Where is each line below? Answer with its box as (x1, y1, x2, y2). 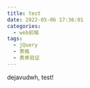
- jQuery (13, 42, 38, 48)
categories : (7, 23, 41, 29)
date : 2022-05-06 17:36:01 (7, 16, 84, 23)
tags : (7, 35, 22, 42)
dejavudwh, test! (7, 73, 54, 81)
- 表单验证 (13, 55, 40, 61)
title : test (7, 10, 41, 17)
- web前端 (13, 29, 39, 36)
